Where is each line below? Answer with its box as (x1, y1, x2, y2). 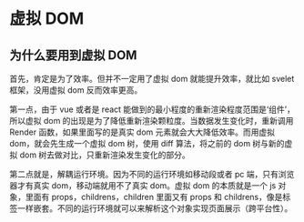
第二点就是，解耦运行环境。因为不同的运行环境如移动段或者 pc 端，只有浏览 (9, 169, 295, 179)
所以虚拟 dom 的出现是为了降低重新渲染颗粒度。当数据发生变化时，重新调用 (9, 116, 294, 126)
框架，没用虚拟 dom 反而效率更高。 (9, 85, 143, 96)
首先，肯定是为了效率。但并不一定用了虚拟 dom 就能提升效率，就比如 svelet (9, 74, 295, 84)
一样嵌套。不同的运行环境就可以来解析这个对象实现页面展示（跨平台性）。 (16, 203, 293, 214)
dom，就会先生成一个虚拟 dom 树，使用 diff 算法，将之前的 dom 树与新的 (9, 138, 285, 148)
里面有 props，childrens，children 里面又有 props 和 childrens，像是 (25, 192, 283, 202)
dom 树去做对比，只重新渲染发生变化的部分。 (19, 149, 191, 160)
